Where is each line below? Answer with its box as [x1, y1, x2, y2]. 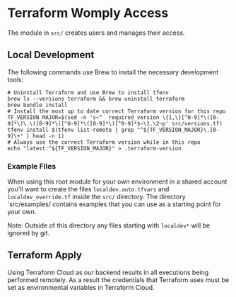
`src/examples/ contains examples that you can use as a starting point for [7, 200, 221, 208]
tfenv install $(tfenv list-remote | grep [7, 126, 134, 133]
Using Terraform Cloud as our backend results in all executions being [7, 268, 209, 276]
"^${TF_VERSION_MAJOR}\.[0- [136, 126, 220, 133]
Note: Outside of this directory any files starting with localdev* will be [7, 221, 211, 230]
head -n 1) [33, 133, 65, 140]
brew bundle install [7, 101, 69, 108]
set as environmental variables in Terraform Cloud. [7, 283, 155, 291]
